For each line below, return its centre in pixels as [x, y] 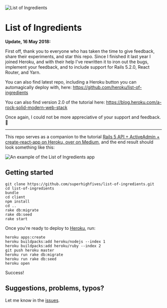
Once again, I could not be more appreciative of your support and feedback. [83, 117]
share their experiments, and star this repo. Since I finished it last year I [78, 56]
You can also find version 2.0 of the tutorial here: [55, 102]
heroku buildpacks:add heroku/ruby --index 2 [53, 246]
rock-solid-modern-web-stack [37, 107]
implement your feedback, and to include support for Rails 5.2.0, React [78, 67]
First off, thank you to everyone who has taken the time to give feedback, [80, 51]
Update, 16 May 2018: [28, 41]
